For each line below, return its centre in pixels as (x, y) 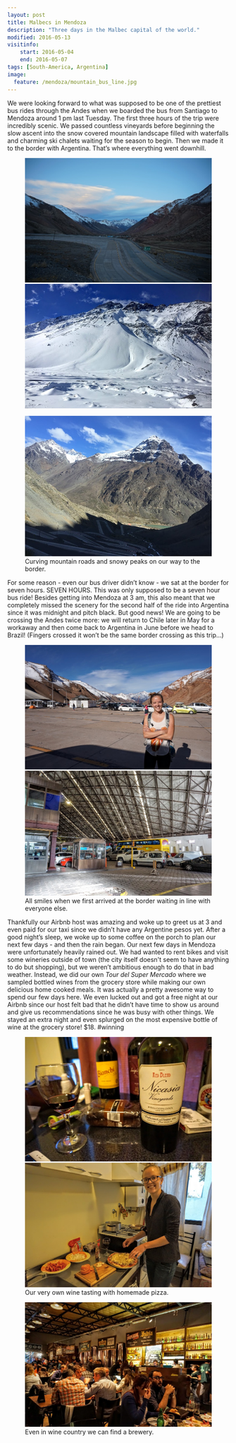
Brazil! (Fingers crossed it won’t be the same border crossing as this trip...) (116, 635)
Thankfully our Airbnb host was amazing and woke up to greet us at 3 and (115, 922)
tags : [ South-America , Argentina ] (58, 67)
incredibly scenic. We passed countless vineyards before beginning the (111, 125)
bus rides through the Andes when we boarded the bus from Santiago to (112, 110)
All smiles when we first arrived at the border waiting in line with (118, 901)
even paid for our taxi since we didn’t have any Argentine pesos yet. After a (117, 930)
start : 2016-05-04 (47, 52)
